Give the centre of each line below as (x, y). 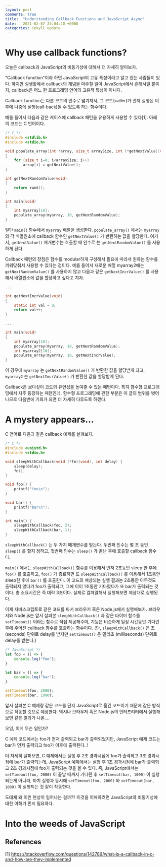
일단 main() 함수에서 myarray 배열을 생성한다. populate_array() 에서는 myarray (82, 230)
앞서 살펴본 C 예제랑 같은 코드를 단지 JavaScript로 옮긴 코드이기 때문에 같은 (78, 705)
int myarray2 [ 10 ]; (33, 351)
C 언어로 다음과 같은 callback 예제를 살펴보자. (49, 434)
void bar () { (19, 502)
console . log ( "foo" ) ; (35, 659)
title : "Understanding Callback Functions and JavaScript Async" (75, 19)
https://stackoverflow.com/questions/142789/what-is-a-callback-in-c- (83, 854)
